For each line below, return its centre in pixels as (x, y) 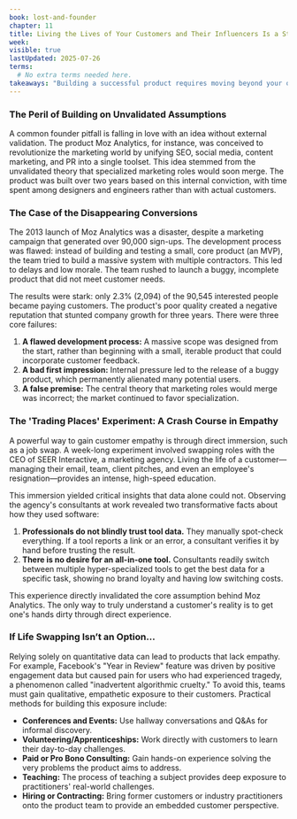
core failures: (33, 325)
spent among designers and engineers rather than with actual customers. (143, 189)
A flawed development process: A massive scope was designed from (150, 342)
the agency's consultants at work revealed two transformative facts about (144, 505)
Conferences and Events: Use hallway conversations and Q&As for (145, 720)
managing (27, 468)
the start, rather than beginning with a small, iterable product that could (152, 352)
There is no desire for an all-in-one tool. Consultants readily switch (145, 560)
